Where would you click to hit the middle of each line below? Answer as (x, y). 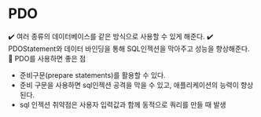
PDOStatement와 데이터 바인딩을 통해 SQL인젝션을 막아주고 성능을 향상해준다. (129, 49)
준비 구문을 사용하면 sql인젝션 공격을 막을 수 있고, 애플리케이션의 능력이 (129, 85)
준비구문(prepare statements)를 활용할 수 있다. (93, 75)
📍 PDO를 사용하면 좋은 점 (47, 58)
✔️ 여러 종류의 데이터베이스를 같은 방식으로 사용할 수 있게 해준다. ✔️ (111, 36)
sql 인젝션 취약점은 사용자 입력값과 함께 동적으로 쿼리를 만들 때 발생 (123, 104)
